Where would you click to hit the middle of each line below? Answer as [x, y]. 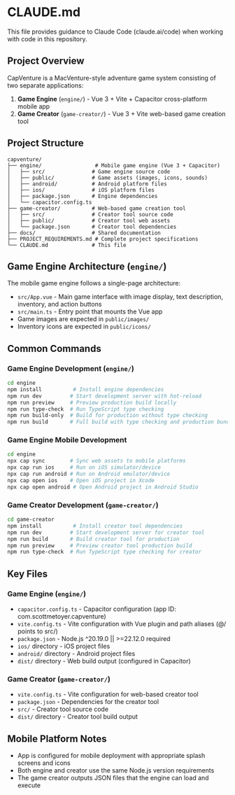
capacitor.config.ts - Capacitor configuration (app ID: [97, 609]
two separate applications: [45, 85]
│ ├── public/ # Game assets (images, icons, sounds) [108, 178]
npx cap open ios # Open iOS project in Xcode [81, 480]
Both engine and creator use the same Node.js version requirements [116, 771]
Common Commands [54, 348]
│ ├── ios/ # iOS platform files [81, 190]
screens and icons [44, 763]
